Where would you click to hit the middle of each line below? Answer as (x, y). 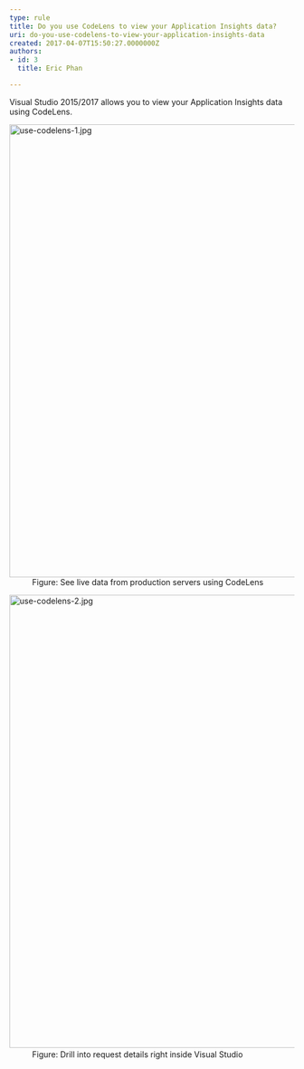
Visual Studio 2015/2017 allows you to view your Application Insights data (146, 101)
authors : (26, 52)
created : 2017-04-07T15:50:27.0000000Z (85, 43)
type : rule (30, 18)
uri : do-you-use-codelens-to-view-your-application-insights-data (137, 34)
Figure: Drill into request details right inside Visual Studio (138, 1054)
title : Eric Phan (50, 69)
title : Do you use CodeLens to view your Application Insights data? (143, 26)
